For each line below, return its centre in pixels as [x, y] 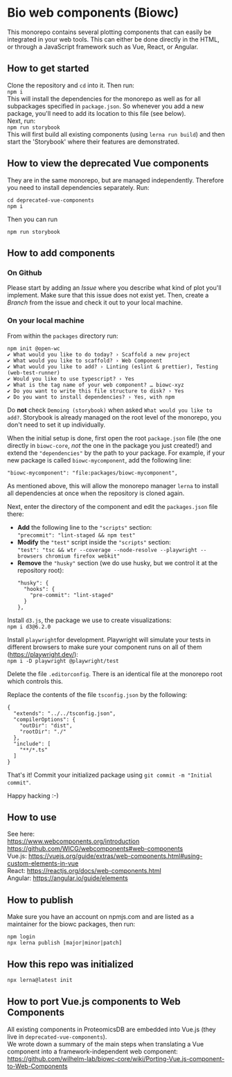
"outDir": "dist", [46, 725]
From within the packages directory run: [63, 336]
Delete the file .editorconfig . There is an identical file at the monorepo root [115, 673]
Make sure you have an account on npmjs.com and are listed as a [101, 917]
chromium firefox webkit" [83, 556]
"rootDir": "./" [43, 732]
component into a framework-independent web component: [92, 1051]
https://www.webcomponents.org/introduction [73, 841]
